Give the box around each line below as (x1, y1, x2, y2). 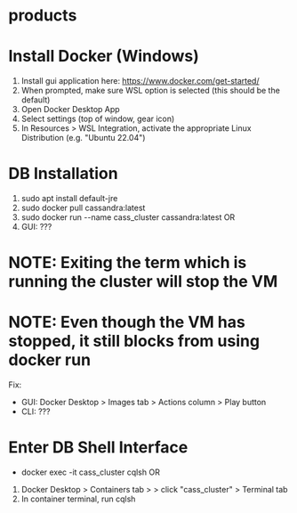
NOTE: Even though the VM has (8, 313, 245, 332)
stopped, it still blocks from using (8, 331, 260, 352)
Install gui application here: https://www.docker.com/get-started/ (20, 76, 260, 86)
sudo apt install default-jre (20, 193, 118, 204)
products (8, 5, 77, 26)
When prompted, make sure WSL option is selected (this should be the (20, 85, 281, 96)
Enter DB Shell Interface (8, 437, 189, 458)
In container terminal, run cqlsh (20, 493, 136, 504)
